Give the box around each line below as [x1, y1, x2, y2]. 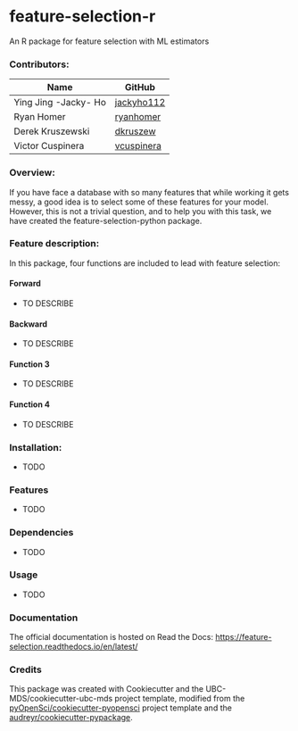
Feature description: [9, 237, 100, 250]
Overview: [9, 167, 55, 179]
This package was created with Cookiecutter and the [9, 684, 204, 694]
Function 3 [9, 359, 50, 370]
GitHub [124, 81, 156, 94]
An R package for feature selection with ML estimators [9, 36, 210, 46]
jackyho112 [114, 96, 166, 109]
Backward [9, 319, 47, 329]
